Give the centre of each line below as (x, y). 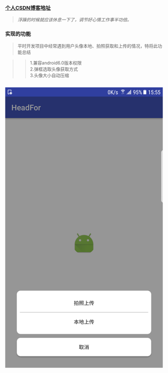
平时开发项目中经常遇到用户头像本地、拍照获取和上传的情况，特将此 (87, 46)
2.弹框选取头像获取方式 (54, 69)
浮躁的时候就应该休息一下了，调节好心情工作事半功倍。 (74, 20)
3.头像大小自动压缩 (49, 75)
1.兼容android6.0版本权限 (56, 63)
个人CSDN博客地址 (28, 8)
